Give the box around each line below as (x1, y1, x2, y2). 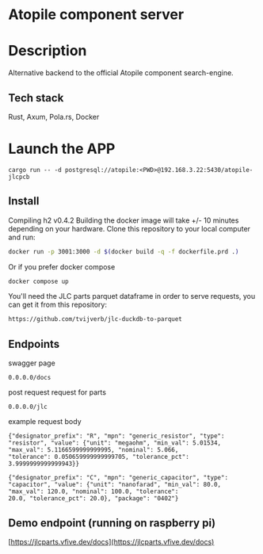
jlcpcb (8, 173, 30, 181)
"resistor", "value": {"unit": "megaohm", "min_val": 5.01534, (8, 439, 222, 447)
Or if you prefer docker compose (8, 262, 116, 271)
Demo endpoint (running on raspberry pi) (8, 516, 216, 529)
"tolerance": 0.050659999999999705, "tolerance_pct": (8, 453, 190, 461)
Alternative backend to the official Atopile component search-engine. (8, 68, 234, 78)
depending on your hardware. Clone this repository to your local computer (8, 224, 251, 233)
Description (8, 42, 87, 60)
